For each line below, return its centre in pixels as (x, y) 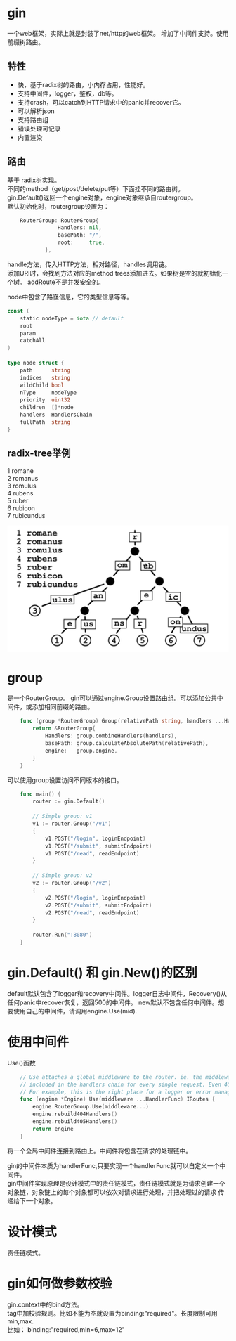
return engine (53, 1129)
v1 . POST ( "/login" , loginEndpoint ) (95, 838)
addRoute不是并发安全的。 (66, 282)
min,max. (20, 1321)
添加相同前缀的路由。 (62, 707)
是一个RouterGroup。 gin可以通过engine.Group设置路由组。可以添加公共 (112, 698)
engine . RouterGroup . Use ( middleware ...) (91, 1107)
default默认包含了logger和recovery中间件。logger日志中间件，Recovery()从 (117, 993)
